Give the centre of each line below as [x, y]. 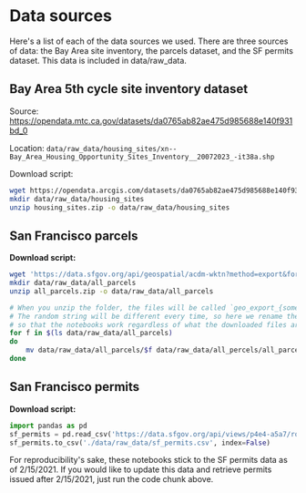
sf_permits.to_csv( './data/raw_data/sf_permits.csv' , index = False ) [140, 443]
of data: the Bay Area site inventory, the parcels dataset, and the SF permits [152, 50]
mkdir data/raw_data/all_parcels [73, 283]
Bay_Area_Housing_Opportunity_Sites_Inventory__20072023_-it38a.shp [142, 157]
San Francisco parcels [74, 236]
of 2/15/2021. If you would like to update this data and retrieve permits [141, 469]
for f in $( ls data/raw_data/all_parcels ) [91, 334]
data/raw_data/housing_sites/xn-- [112, 149]
